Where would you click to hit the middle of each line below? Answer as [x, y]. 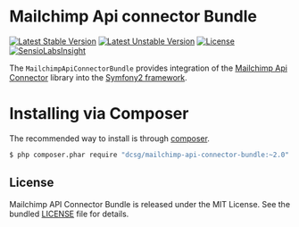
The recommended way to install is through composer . [109, 138]
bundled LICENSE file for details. [69, 214]
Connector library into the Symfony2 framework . [98, 77]
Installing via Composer [99, 114]
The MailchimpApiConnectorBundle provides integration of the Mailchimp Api [149, 68]
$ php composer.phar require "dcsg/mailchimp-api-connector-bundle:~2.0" [149, 155]
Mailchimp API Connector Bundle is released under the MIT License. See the [150, 204]
